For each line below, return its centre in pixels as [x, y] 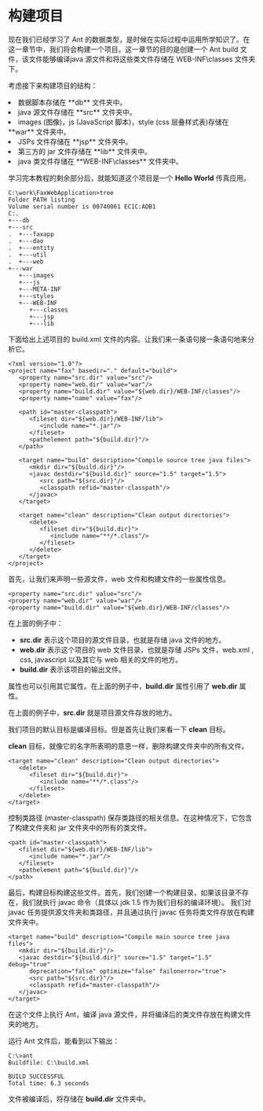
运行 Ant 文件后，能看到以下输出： [64, 1041]
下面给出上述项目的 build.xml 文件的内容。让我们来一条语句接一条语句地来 [128, 339]
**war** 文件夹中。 [39, 131]
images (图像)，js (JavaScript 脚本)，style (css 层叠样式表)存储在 [124, 122]
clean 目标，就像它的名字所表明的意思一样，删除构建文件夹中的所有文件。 [128, 746]
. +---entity [31, 248]
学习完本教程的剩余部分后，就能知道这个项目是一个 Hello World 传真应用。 [130, 178]
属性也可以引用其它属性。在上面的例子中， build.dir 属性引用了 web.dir [123, 686]
